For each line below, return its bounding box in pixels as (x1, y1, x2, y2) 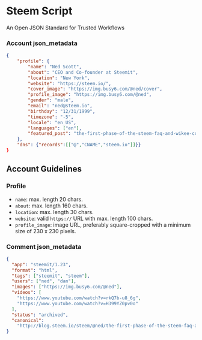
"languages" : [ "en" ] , (28, 125, 82, 131)
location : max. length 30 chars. (14, 208, 94, 215)
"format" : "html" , (11, 267, 58, 273)
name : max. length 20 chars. (14, 195, 83, 203)
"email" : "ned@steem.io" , (28, 103, 93, 109)
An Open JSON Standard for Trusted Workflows (6, 24, 125, 31)
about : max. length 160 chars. (14, 202, 88, 209)
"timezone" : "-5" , (28, 114, 74, 120)
